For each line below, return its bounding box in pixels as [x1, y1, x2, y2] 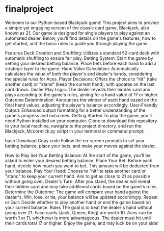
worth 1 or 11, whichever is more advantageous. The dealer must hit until [5, 215, 151, 221]
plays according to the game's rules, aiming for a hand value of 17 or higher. [5, 92, 159, 98]
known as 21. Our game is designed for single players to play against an [5, 30, 150, 36]
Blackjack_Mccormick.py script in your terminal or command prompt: [5, 128, 145, 134]
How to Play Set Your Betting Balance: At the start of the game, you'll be [5, 152, 151, 158]
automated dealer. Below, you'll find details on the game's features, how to [5, 35, 156, 41]
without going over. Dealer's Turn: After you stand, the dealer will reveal [5, 178, 151, 184]
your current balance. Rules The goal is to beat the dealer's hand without [5, 205, 153, 210]
